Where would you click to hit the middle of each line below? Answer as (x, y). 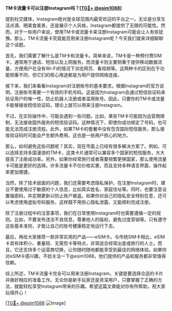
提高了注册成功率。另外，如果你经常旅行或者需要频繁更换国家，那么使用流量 (86, 159)
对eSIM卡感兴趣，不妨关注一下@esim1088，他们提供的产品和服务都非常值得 (86, 256)
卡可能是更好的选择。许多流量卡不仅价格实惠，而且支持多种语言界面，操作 (84, 166)
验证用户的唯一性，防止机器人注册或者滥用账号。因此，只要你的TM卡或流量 (85, 99)
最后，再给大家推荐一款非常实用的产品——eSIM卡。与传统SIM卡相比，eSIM (85, 237)
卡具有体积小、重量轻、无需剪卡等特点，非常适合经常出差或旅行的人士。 (81, 243)
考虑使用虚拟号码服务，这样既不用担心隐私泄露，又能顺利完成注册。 (81, 202)
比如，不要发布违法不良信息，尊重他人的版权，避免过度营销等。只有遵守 (90, 219)
